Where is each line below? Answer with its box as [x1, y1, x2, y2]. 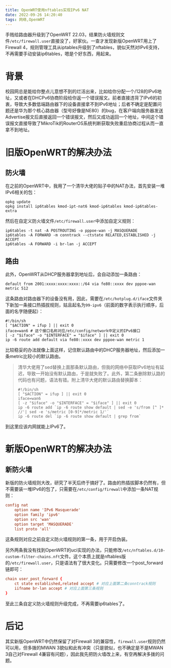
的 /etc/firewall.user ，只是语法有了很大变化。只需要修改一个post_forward [5, 560, 163, 566]
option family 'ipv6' [14, 512, 60, 517]
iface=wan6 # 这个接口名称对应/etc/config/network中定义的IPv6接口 [5, 328, 141, 333]
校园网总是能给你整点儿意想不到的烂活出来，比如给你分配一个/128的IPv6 [5, 88, 158, 94]
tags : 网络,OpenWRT [5, 17, 45, 22]
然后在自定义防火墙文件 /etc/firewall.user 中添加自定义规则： [5, 218, 136, 224]
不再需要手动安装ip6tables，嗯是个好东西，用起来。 [5, 51, 114, 57]
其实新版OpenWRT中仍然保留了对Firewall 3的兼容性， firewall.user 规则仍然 [5, 638, 166, 644]
